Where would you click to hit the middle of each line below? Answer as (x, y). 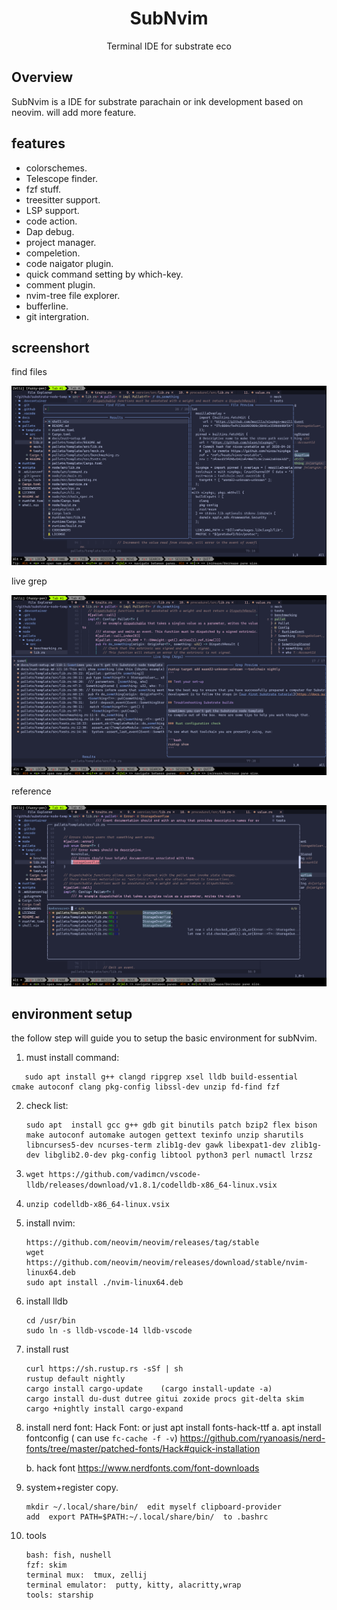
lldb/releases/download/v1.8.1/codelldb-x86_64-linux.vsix (151, 1185)
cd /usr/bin (50, 1321)
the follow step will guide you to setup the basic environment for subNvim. (164, 1038)
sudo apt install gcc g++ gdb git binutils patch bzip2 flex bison (171, 1125)
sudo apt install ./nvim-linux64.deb (104, 1283)
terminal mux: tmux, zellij (86, 1575)
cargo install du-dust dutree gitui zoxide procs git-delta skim (164, 1399)
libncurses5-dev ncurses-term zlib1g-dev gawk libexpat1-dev (156, 1145)
